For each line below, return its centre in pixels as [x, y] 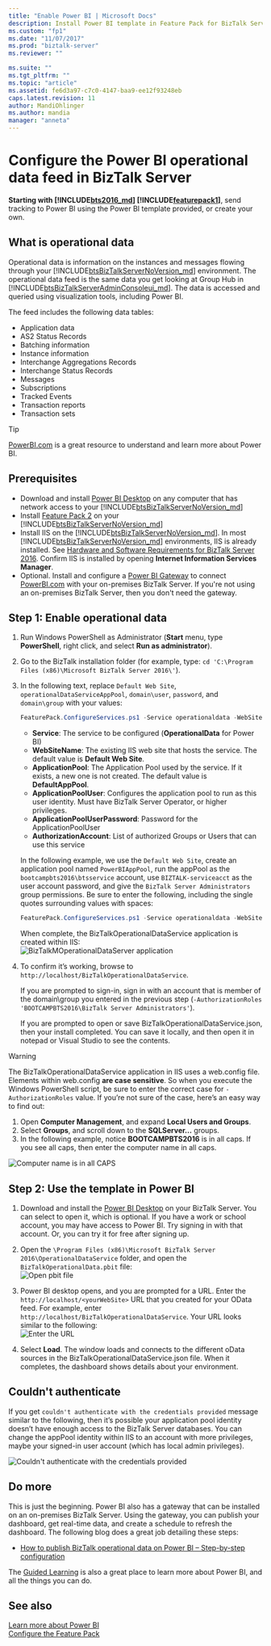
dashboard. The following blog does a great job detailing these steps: [124, 1532]
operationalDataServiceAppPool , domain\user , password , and [119, 695]
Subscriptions [43, 388]
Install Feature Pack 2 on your [69, 515]
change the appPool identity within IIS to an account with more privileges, [131, 1437]
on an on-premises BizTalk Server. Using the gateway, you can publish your [134, 1514]
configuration [42, 1556]
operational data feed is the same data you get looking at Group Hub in [126, 279]
